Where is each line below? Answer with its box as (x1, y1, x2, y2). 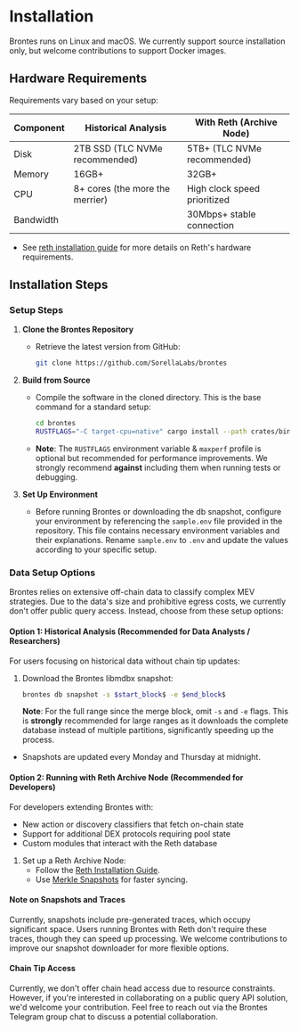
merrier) (73, 194, 109, 206)
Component (13, 121, 65, 134)
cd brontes (35, 419, 77, 428)
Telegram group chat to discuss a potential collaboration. (9, 1011, 218, 1022)
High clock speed (186, 182, 261, 194)
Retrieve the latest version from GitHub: (35, 342, 181, 352)
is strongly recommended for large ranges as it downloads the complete (21, 715, 289, 726)
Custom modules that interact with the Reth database (21, 837, 218, 848)
